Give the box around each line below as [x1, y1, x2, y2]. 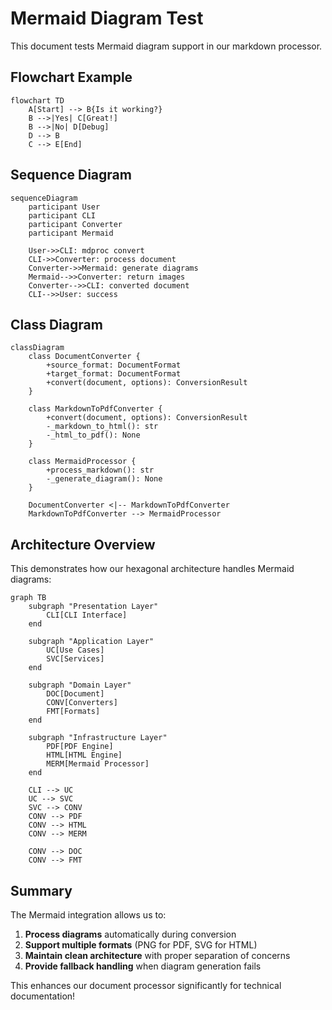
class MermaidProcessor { [28, 457, 137, 467]
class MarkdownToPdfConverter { [28, 404, 163, 414]
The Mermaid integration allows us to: [10, 909, 167, 921]
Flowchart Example [10, 69, 133, 86]
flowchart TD [10, 95, 65, 106]
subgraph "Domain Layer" [28, 680, 132, 691]
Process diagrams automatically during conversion [24, 928, 237, 940]
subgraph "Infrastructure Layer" [28, 733, 168, 743]
